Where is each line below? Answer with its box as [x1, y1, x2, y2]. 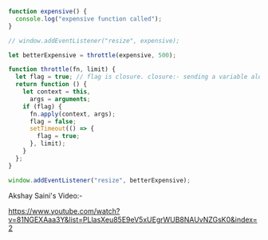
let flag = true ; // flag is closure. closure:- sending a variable [15, 73, 248, 81]
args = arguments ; [29, 95, 91, 103]
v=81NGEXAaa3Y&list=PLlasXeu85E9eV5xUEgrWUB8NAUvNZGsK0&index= [8, 214, 258, 224]
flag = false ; [29, 117, 77, 125]
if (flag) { [22, 102, 62, 111]
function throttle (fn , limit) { [8, 65, 116, 73]
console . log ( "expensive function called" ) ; [15, 14, 162, 23]
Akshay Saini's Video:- [8, 191, 83, 200]
